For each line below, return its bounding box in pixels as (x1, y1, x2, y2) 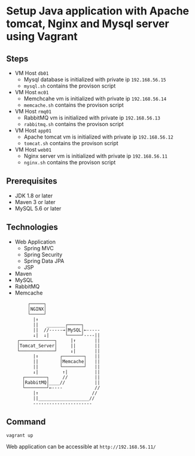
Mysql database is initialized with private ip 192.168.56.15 (23, 76, 166, 83)
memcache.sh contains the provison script (23, 101, 124, 109)
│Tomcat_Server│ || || (17, 343, 100, 349)
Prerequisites (6, 176, 57, 187)
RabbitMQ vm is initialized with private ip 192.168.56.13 (23, 114, 160, 121)
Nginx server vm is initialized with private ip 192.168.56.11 (23, 152, 167, 160)
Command (6, 417, 46, 427)
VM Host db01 (14, 70, 49, 76)
